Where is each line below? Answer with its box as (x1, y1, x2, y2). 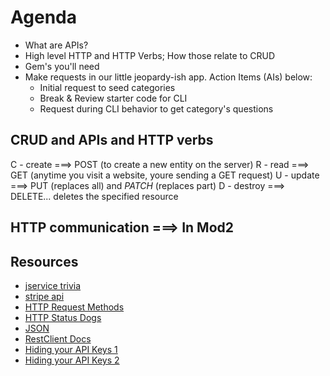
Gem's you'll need (24, 60, 100, 72)
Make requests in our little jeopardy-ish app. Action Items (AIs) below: (24, 71, 313, 83)
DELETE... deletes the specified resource (10, 190, 179, 202)
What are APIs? (24, 39, 89, 51)
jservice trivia (24, 279, 82, 291)
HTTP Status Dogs (24, 311, 102, 323)
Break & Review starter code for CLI (39, 92, 188, 104)
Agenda (10, 6, 77, 29)
